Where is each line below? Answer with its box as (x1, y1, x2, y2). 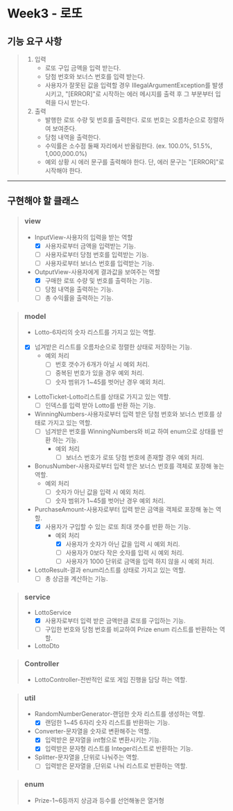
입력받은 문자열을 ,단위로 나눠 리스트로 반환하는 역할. (44, 762, 188, 770)
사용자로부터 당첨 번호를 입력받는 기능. (44, 250, 149, 259)
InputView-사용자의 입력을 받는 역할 (34, 233, 133, 241)
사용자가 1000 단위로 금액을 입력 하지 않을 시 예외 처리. (65, 557, 215, 566)
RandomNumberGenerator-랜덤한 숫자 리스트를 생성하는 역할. (34, 710, 206, 718)
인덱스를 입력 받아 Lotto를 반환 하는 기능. (44, 401, 156, 409)
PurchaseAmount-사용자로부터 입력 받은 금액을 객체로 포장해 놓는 (34, 505, 214, 513)
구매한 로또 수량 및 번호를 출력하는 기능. (44, 276, 153, 284)
